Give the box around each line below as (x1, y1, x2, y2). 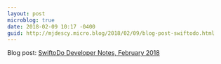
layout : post (7, 10, 46, 17)
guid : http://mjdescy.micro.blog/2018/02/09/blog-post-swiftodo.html (7, 29, 215, 37)
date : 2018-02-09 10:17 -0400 (7, 23, 96, 30)
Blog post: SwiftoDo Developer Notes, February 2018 (7, 49, 160, 57)
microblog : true (7, 17, 55, 24)
